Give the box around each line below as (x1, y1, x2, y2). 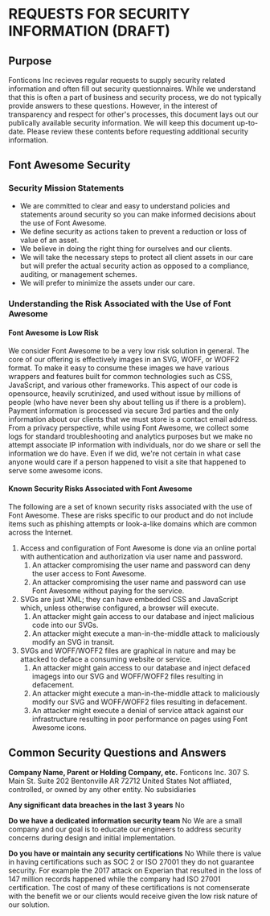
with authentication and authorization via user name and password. (19, 552, 243, 562)
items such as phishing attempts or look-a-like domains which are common (8, 519, 257, 529)
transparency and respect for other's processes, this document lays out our (8, 109, 259, 119)
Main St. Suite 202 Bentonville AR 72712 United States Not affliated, (8, 776, 232, 786)
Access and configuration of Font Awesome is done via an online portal (19, 543, 256, 553)
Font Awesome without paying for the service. (31, 586, 185, 596)
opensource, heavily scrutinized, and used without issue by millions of (8, 388, 241, 398)
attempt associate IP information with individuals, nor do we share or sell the (8, 439, 261, 449)
